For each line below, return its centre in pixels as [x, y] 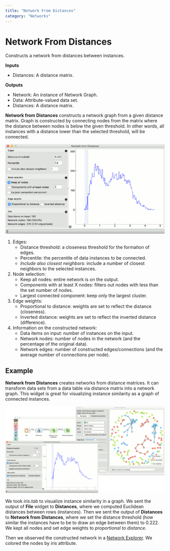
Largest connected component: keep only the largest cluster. [84, 295]
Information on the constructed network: [55, 328]
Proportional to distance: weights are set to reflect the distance [86, 307]
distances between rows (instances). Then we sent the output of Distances [84, 512]
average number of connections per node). [65, 355]
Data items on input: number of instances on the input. [77, 333]
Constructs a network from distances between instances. [65, 56]
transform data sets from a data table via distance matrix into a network [80, 388]
